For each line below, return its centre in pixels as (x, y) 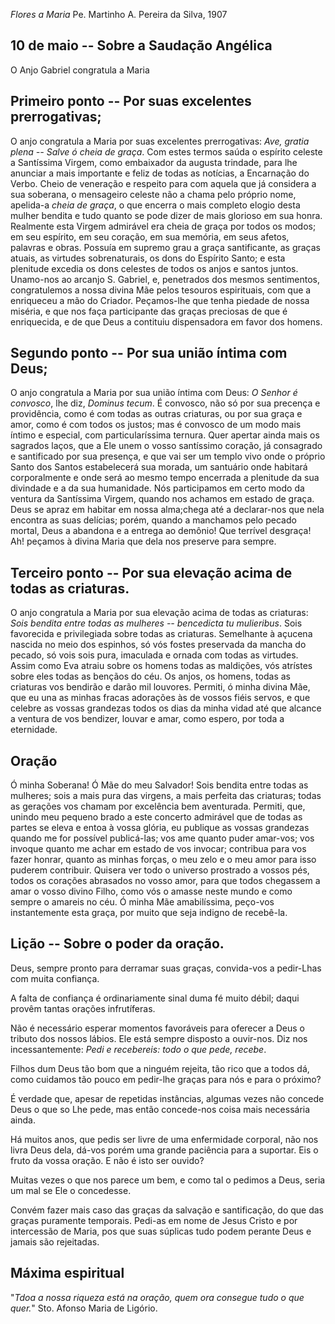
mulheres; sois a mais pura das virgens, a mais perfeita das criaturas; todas (166, 796)
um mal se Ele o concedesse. (71, 1190)
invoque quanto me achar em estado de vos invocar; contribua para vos (158, 849)
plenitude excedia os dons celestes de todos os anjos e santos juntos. (154, 268)
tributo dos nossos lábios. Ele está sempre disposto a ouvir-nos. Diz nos (159, 1038)
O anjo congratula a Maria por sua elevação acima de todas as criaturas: (159, 613)
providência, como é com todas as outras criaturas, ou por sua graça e (156, 414)
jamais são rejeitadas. (55, 1241)
